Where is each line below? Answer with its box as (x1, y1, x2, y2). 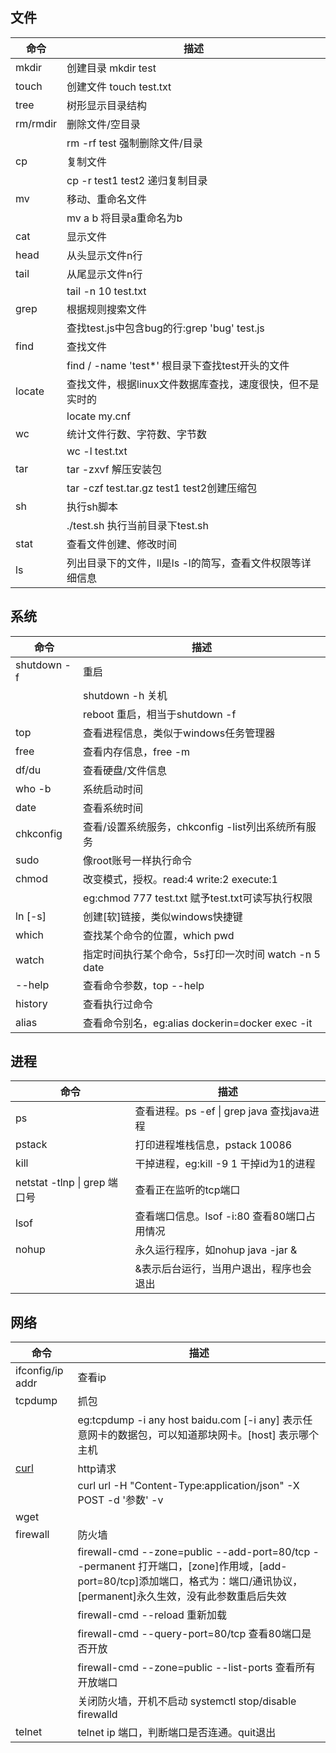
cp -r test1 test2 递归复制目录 (66, 173, 208, 187)
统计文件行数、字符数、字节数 (66, 427, 208, 441)
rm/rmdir (15, 116, 58, 130)
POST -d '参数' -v (77, 1493, 164, 1507)
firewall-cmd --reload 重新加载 (77, 1608, 227, 1622)
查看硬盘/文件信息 (83, 763, 167, 777)
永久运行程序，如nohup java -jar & (134, 1243, 298, 1257)
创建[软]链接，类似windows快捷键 (83, 909, 243, 923)
